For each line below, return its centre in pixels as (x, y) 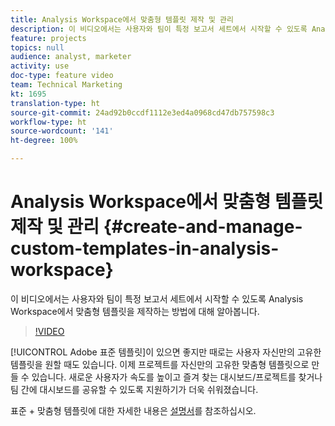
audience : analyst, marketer (71, 57)
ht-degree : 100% (44, 141)
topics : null (37, 47)
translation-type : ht (55, 103)
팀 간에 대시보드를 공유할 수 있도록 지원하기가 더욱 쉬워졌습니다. (134, 389)
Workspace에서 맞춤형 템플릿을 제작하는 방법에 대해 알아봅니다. (135, 311)
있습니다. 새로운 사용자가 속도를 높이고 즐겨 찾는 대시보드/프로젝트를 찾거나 (177, 377)
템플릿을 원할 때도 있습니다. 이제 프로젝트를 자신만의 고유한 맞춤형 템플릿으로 (160, 364)
